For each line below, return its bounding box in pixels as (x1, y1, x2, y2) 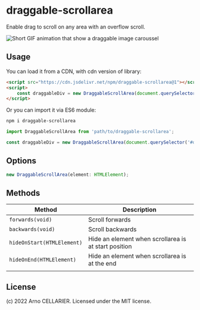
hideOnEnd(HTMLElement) (9, 257, 77, 263)
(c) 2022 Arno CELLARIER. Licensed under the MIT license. (6, 298, 152, 305)
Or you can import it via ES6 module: (6, 106, 96, 113)
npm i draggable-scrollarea (6, 118, 76, 124)
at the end (88, 260, 117, 268)
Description (122, 205, 157, 214)
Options (6, 156, 37, 166)
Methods (6, 188, 40, 198)
